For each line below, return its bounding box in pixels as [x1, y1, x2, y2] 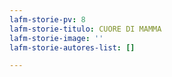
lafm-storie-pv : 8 [9, 14, 86, 25]
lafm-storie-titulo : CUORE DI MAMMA [9, 24, 162, 34]
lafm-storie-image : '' [9, 33, 104, 43]
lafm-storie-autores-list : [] [9, 42, 136, 53]
